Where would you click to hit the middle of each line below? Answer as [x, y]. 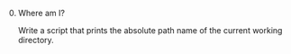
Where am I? [41, 13]
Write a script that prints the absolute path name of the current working [150, 30]
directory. [36, 40]
